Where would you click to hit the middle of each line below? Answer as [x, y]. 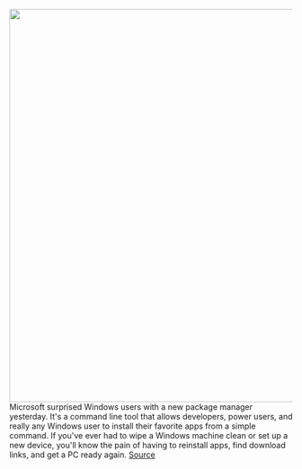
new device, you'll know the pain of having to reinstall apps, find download [147, 445]
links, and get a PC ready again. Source [82, 455]
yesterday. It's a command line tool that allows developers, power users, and [151, 416]
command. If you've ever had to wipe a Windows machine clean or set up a [149, 435]
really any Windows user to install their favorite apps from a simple [133, 426]
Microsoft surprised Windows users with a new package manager [131, 407]
